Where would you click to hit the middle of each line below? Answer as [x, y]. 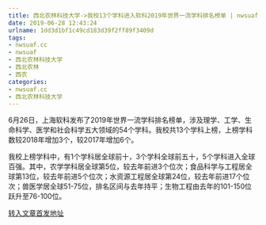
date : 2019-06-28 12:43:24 [53, 23]
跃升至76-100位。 [37, 196]
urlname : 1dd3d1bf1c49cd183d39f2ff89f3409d [81, 30]
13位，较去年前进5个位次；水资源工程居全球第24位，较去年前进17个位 [136, 177]
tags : [17, 38]
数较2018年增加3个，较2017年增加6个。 [73, 140]
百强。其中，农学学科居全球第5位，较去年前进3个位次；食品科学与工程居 [127, 166]
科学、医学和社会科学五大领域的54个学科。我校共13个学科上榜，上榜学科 [134, 130]
